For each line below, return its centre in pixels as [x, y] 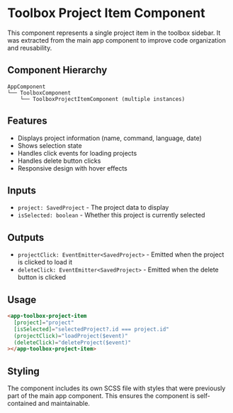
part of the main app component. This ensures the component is [101, 396]
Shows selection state [50, 145]
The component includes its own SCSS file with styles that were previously [116, 388]
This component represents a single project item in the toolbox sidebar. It [114, 33]
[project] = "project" [44, 322]
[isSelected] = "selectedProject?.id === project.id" [92, 329]
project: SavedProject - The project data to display [93, 208]
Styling [24, 371]
